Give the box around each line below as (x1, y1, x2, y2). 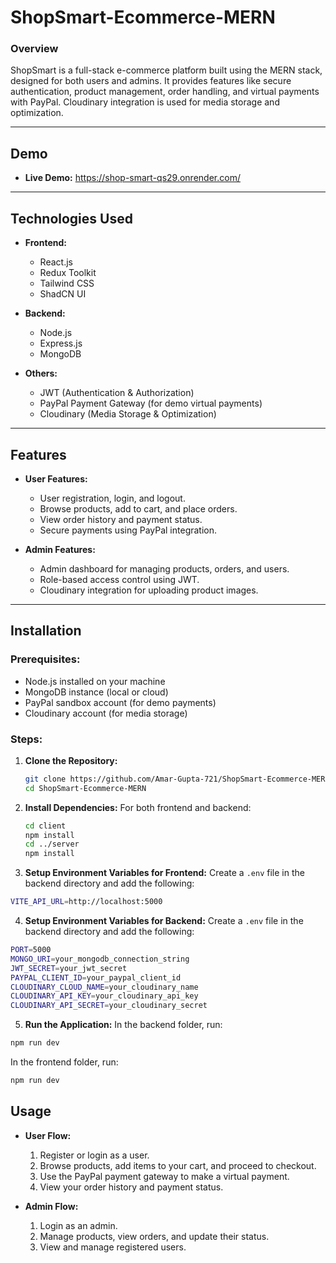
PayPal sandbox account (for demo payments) (24, 696, 217, 708)
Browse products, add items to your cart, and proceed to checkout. (39, 1159, 317, 1171)
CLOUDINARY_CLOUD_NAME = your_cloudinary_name (10, 982, 199, 992)
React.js (39, 256, 73, 268)
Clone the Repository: (24, 754, 118, 766)
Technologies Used (10, 210, 133, 227)
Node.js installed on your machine (24, 675, 166, 687)
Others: (24, 367, 58, 380)
